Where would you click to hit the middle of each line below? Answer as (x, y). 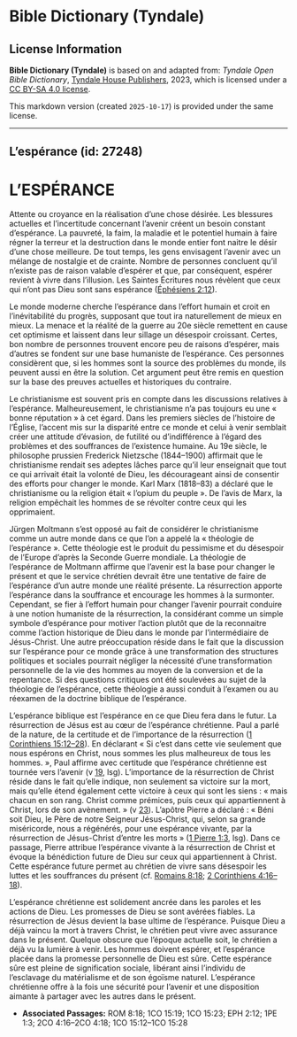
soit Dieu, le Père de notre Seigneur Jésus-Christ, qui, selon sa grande (137, 819)
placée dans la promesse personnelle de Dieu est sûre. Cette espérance (141, 959)
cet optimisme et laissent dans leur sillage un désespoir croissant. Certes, (144, 335)
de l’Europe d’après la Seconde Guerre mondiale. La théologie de (128, 557)
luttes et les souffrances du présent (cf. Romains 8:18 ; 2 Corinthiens (133, 876)
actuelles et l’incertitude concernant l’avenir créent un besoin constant (137, 224)
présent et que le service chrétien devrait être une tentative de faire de (138, 577)
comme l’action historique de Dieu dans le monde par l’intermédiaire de (139, 633)
